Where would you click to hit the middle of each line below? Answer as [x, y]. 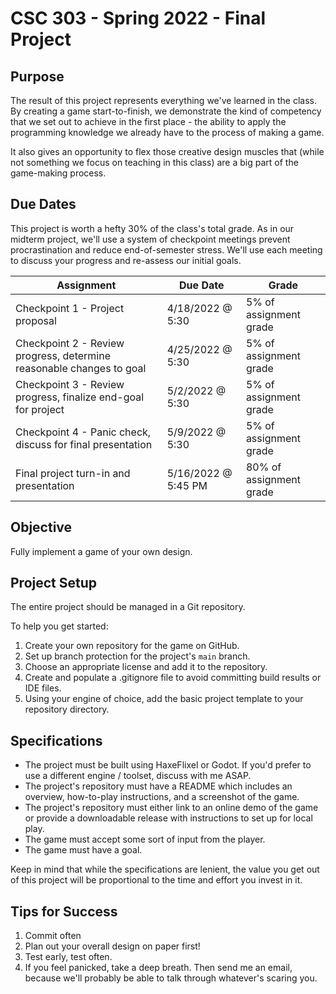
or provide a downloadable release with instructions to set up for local [168, 818]
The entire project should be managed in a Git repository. [128, 607]
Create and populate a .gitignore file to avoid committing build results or [173, 678]
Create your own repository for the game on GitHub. [132, 646]
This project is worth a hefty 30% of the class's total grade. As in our [152, 228]
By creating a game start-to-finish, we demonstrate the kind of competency [166, 111]
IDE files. [43, 688]
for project [40, 409]
